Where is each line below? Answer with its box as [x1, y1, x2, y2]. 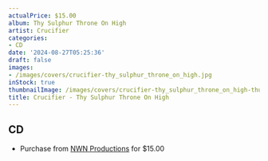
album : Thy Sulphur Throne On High [8, 19, 127, 27]
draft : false [8, 57, 52, 65]
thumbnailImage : [8, 85, 62, 94]
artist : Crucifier [8, 26, 69, 34]
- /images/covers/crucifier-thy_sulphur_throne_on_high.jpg [8, 71, 213, 79]
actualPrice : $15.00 [8, 11, 77, 20]
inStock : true [8, 78, 56, 86]
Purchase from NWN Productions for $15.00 [19, 144, 165, 154]
